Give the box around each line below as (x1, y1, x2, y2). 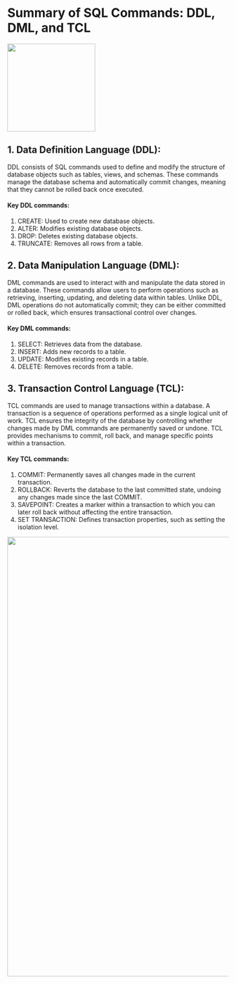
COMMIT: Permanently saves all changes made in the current (17, 470, 195, 479)
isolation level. (17, 523, 60, 531)
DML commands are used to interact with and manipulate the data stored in (7, 278, 225, 286)
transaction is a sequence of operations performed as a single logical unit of (7, 409, 228, 417)
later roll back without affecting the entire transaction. (17, 508, 173, 516)
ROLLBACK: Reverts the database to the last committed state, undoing (17, 485, 221, 494)
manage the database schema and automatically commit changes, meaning (7, 177, 226, 186)
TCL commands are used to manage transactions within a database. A (7, 401, 211, 409)
